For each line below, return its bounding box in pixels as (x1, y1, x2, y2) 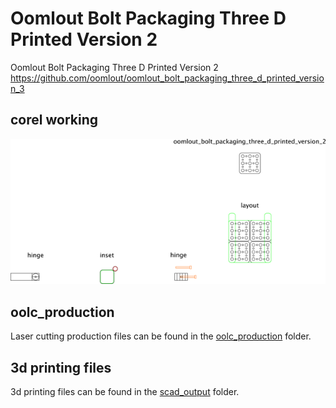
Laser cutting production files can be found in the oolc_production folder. (10, 330, 312, 342)
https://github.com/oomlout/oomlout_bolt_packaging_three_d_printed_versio (10, 72, 325, 84)
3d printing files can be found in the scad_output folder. (10, 386, 240, 398)
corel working (10, 112, 98, 129)
